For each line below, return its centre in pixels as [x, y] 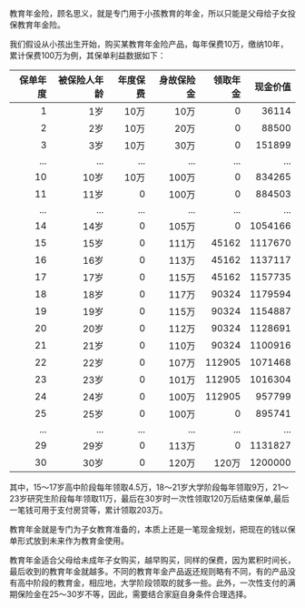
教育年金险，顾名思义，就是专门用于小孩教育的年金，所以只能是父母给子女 [148, 13]
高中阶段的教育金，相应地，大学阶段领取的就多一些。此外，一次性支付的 [152, 583]
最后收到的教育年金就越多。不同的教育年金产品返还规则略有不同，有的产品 [148, 571]
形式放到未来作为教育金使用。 [73, 541]
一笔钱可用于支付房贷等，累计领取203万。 [89, 510]
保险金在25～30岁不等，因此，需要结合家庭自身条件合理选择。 [134, 594]
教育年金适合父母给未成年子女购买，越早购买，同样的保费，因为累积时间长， [152, 560]
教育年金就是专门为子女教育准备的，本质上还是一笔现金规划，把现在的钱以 [148, 529]
